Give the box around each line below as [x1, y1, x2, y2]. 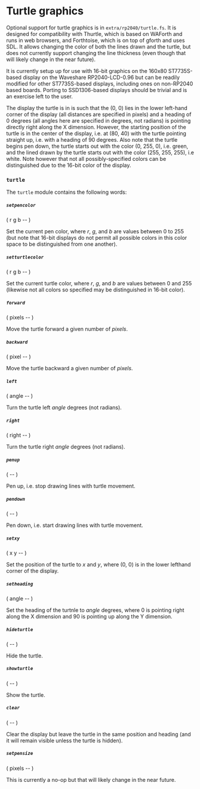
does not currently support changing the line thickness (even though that [6, 49, 186, 56]
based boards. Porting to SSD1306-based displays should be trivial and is [6, 86, 187, 93]
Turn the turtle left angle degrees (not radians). [6, 404, 122, 411]
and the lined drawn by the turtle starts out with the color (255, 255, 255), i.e [6, 148, 194, 156]
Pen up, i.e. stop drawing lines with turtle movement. [6, 483, 136, 490]
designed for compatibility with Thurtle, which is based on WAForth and [6, 30, 183, 37]
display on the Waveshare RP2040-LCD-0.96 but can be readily [23, 74, 180, 81]
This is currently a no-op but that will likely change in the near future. [6, 776, 176, 783]
